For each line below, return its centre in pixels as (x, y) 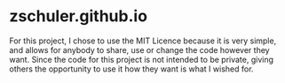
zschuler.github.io (79, 16)
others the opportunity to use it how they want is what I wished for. (131, 69)
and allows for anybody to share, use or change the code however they (139, 49)
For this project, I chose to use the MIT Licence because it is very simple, (143, 41)
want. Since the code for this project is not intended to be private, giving (141, 59)
